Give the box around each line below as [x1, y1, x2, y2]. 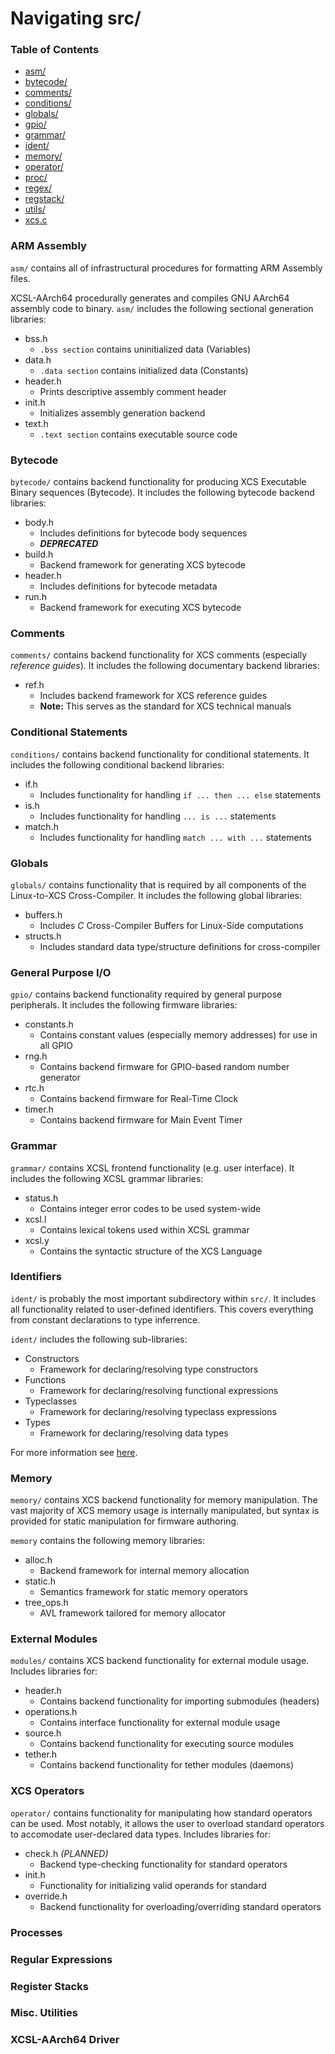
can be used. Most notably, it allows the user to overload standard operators [10, 1817, 325, 1829]
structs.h [24, 930, 62, 942]
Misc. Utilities [10, 2006, 78, 2020]
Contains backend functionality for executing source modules [39, 1738, 294, 1750]
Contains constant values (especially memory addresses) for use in [39, 1029, 318, 1041]
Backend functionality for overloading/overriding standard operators [39, 1900, 322, 1912]
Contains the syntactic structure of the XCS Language [39, 1245, 263, 1257]
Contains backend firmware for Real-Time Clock [39, 1093, 239, 1105]
